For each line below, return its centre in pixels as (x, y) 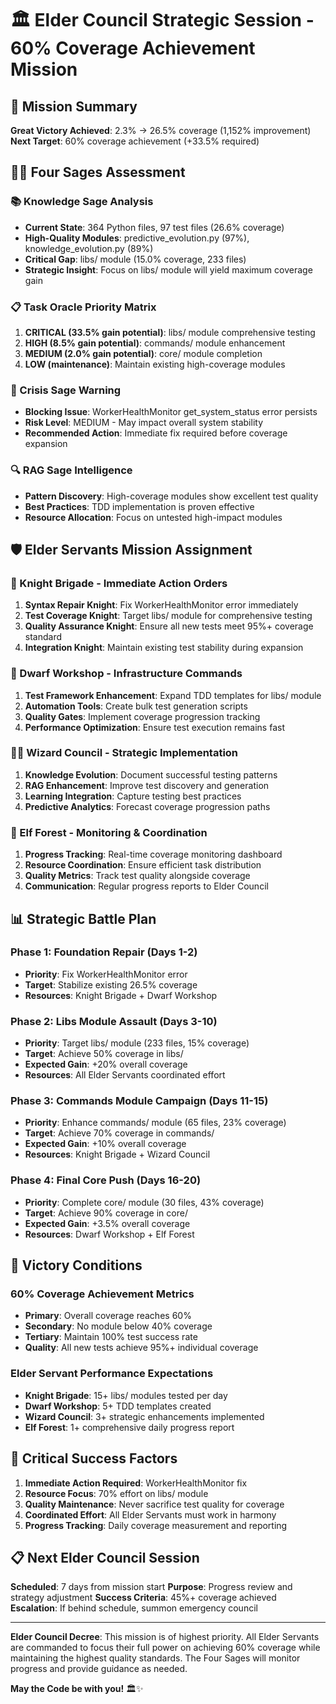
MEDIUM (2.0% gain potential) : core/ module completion (143, 353)
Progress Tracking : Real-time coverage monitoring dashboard (153, 854)
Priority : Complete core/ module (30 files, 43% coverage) (144, 1202)
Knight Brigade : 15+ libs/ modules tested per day (126, 1395)
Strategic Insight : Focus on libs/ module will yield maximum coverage (168, 269)
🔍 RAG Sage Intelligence (71, 470)
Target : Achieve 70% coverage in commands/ (119, 1133)
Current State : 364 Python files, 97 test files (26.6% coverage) (154, 227)
